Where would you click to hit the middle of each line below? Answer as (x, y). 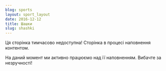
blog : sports (19, 10)
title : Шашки (19, 24)
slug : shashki (20, 28)
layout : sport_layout (28, 14)
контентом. (17, 48)
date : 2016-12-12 (23, 19)
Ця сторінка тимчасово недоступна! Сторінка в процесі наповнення (78, 42)
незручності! (19, 63)
